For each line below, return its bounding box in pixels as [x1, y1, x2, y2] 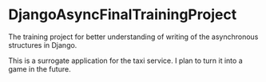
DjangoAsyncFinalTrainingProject [8, 6, 237, 24]
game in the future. [8, 64, 71, 73]
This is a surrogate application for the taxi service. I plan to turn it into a [8, 56, 243, 65]
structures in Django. [8, 40, 77, 49]
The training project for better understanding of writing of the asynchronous [8, 32, 259, 41]
